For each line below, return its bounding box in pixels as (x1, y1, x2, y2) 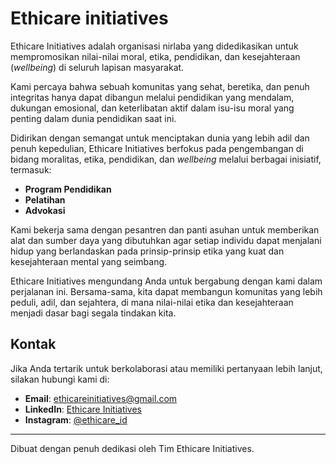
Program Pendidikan (24, 183, 112, 195)
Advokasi (24, 204, 66, 216)
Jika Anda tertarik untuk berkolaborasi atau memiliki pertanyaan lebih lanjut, (10, 362, 323, 374)
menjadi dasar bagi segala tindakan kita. (10, 307, 177, 319)
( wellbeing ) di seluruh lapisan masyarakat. (10, 61, 185, 73)
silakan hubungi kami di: (10, 373, 110, 385)
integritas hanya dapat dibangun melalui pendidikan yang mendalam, (10, 91, 295, 103)
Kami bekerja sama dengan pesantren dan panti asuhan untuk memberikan (10, 223, 320, 236)
